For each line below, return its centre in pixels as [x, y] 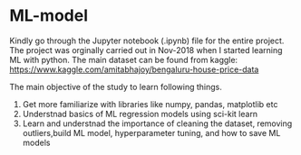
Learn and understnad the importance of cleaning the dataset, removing [157, 123]
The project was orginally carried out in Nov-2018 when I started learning [146, 50]
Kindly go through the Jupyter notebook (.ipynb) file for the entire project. [147, 41]
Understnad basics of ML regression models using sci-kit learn [140, 114]
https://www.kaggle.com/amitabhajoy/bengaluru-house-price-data [134, 69]
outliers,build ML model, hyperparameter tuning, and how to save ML [151, 132]
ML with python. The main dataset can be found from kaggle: [124, 59]
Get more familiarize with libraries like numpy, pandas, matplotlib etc [150, 104]
